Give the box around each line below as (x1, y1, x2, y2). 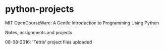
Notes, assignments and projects (5, 29, 73, 35)
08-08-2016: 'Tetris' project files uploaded (5, 39, 92, 45)
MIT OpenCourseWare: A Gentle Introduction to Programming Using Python (5, 20, 160, 26)
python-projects (5, 3, 74, 15)
